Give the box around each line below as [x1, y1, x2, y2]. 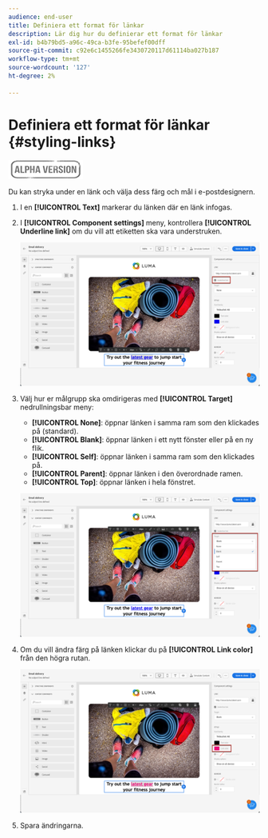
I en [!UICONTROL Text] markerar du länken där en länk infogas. [19, 202, 233, 212]
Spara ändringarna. [19, 820, 84, 830]
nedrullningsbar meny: [19, 402, 94, 412]
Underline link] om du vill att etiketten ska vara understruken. [19, 226, 223, 236]
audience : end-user [8, 13, 73, 21]
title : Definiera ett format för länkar [8, 21, 145, 30]
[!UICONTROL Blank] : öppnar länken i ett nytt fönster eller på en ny [31, 434, 254, 444]
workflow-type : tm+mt [8, 55, 81, 63]
